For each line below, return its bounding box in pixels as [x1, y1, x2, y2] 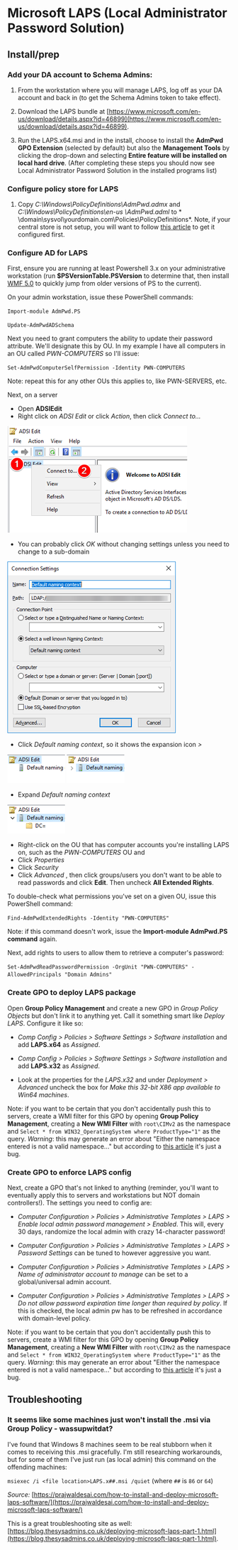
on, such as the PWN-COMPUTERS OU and [17, 848, 145, 857]
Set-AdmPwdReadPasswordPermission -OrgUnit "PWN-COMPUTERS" [7, 964, 189, 971]
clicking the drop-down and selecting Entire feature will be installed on [17, 151, 227, 159]
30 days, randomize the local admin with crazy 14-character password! [17, 1227, 225, 1236]
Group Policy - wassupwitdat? [7, 1423, 113, 1433]
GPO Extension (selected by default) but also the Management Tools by [17, 144, 230, 152]
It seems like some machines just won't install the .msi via [7, 1415, 211, 1425]
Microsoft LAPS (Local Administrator [7, 5, 228, 21]
